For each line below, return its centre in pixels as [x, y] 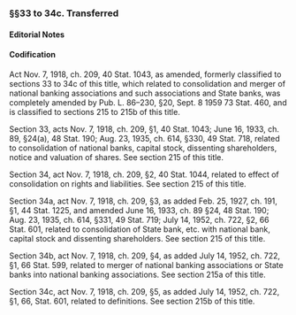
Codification [32, 55]
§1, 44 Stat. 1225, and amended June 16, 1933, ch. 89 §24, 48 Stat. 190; [139, 210]
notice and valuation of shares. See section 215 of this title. [116, 157]
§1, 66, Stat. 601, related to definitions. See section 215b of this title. [132, 301]
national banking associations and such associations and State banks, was [145, 93]
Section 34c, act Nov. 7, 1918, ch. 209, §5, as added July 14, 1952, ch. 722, [144, 291]
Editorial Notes [37, 35]
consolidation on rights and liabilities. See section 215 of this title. [128, 183]
